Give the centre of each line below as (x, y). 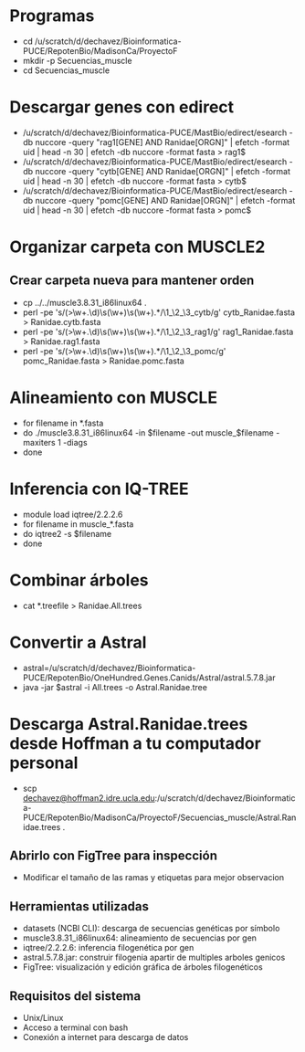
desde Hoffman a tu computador (136, 743)
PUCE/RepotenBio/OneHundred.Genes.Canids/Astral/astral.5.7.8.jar (149, 678)
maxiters (39, 442)
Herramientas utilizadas (79, 906)
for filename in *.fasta (63, 423)
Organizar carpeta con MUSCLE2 (137, 247)
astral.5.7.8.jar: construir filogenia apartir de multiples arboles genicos (154, 957)
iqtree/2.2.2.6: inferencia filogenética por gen (108, 948)
